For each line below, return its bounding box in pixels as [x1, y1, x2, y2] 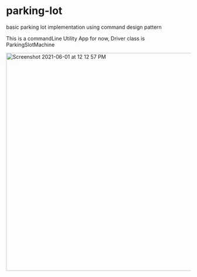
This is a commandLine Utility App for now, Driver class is [6, 35, 145, 42]
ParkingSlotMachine [6, 41, 55, 48]
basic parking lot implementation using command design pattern [6, 23, 162, 31]
